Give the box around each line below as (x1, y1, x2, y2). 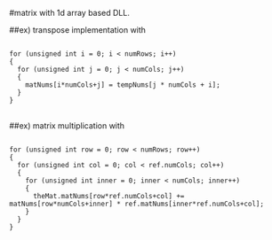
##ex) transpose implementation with (9, 25, 147, 35)
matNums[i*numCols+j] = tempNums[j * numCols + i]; (25, 81, 220, 89)
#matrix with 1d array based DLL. (9, 8, 131, 18)
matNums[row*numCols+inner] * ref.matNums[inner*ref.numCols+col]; (9, 199, 265, 208)
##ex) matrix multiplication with (9, 120, 125, 131)
